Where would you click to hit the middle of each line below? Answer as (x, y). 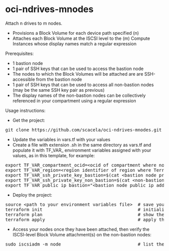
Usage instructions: (25, 110)
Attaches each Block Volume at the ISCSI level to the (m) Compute (81, 38)
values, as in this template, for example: (54, 155)
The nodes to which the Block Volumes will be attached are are (78, 74)
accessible (24, 79)
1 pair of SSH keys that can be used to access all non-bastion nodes (83, 85)
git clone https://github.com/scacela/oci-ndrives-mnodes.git (83, 130)
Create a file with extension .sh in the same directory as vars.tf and (82, 145)
